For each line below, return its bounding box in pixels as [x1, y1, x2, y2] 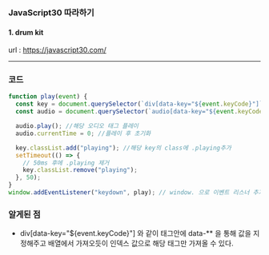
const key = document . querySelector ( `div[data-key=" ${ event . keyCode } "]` [15, 100, 263, 109]
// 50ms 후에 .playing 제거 [22, 158, 110, 167]
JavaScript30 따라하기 [8, 6, 94, 18]
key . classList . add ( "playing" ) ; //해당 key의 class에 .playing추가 [15, 144, 232, 152]
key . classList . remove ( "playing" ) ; [22, 166, 138, 174]
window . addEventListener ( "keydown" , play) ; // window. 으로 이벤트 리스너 [8, 189, 250, 197]
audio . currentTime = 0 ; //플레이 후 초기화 [15, 129, 151, 137]
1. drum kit [8, 27, 44, 37]
